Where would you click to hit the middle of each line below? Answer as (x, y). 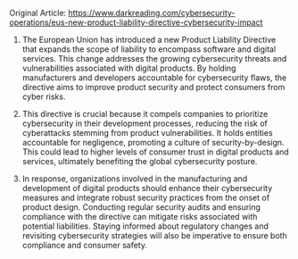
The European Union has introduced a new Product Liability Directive (149, 40)
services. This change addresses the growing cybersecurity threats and (154, 58)
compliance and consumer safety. (84, 245)
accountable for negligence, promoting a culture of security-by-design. (153, 142)
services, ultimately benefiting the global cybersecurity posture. (140, 161)
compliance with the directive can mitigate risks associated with (140, 217)
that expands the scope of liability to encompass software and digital (149, 49)
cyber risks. (44, 96)
